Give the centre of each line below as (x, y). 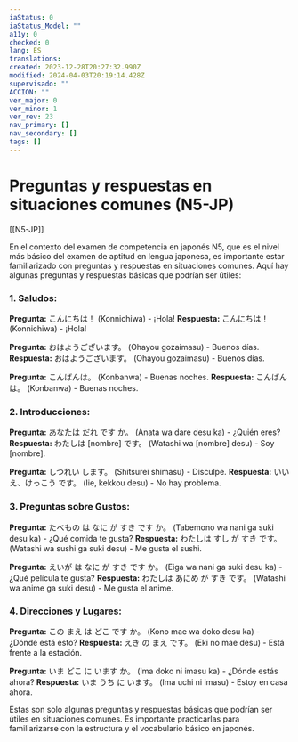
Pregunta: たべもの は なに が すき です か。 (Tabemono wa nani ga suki (141, 527)
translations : (36, 59)
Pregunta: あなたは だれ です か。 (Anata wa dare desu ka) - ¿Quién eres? (145, 432)
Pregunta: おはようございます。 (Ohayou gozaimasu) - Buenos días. (134, 347)
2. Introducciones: (50, 412)
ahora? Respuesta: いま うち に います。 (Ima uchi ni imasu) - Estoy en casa (149, 681)
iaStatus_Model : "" (45, 26)
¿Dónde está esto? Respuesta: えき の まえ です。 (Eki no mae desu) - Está (147, 642)
